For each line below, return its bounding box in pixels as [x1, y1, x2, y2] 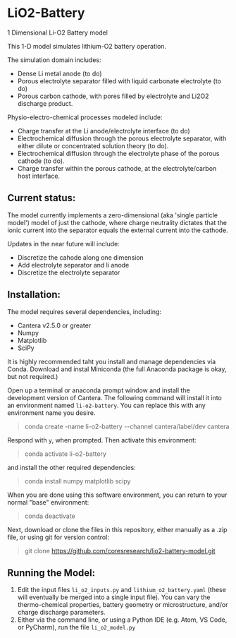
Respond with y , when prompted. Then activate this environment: [7, 435, 197, 444]
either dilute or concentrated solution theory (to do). [17, 141, 169, 150]
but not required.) [7, 372, 58, 380]
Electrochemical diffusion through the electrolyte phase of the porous [17, 149, 220, 157]
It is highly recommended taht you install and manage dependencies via [7, 357, 216, 366]
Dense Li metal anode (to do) [17, 69, 102, 78]
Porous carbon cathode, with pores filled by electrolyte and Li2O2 [17, 92, 209, 100]
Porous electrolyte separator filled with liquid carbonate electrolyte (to [17, 76, 222, 85]
